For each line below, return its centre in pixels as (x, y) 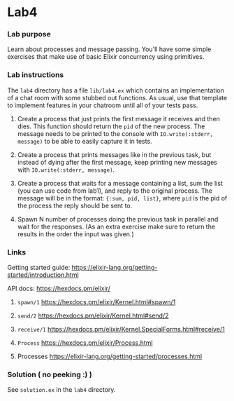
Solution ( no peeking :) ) (50, 374)
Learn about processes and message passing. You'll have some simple (109, 49)
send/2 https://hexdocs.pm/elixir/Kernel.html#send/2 (93, 315)
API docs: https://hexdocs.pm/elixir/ (59, 289)
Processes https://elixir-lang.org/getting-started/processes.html (110, 356)
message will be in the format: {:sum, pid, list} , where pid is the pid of (122, 198)
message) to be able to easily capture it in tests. (85, 141)
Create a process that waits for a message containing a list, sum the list (120, 183)
